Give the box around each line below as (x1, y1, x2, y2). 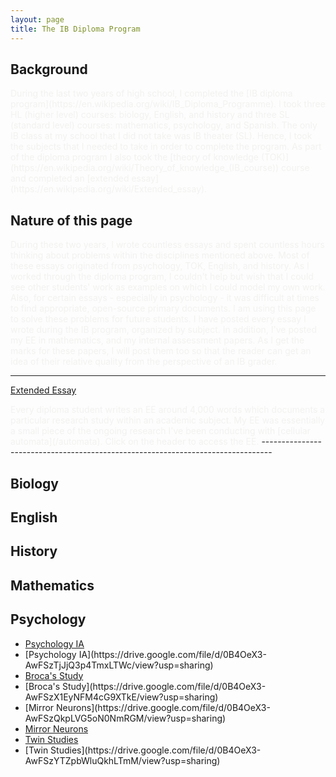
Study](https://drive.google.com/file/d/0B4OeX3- (62, 680, 267, 692)
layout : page (10, 14, 65, 25)
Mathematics (10, 577, 95, 594)
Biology (10, 475, 59, 492)
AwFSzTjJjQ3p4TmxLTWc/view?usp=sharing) (24, 659, 214, 671)
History (10, 543, 58, 560)
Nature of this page (10, 212, 133, 229)
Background (10, 61, 88, 78)
